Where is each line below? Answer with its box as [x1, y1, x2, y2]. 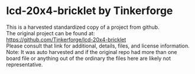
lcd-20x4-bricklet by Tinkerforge [6, 4, 173, 18]
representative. [6, 60, 43, 68]
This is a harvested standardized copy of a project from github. [6, 23, 160, 31]
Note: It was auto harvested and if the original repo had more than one [6, 48, 177, 55]
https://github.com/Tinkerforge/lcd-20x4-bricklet [6, 36, 126, 43]
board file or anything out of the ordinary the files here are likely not [6, 55, 171, 62]
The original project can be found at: [6, 29, 95, 36]
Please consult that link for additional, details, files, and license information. [6, 42, 190, 49]
